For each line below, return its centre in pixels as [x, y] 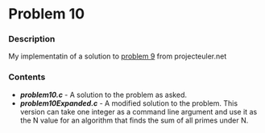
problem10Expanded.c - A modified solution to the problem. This [129, 103]
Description [32, 39]
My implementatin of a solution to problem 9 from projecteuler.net [118, 56]
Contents [27, 77]
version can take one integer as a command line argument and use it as [139, 111]
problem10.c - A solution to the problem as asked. [104, 95]
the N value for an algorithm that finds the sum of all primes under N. [134, 120]
